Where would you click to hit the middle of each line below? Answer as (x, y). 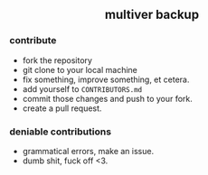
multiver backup (152, 15)
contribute (33, 41)
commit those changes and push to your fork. (107, 98)
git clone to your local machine (80, 69)
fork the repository (57, 60)
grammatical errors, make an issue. (88, 151)
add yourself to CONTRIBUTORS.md (82, 88)
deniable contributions (60, 132)
